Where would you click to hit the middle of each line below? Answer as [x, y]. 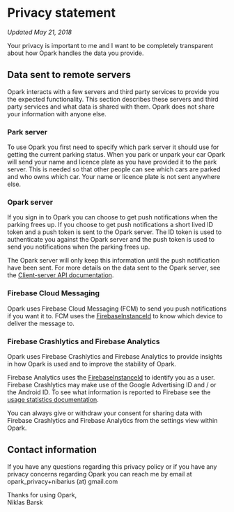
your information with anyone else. [57, 114]
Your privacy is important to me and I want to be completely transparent [110, 45]
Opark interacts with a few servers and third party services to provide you [113, 91]
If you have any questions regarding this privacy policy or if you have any [112, 466]
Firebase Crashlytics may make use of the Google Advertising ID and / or [112, 385]
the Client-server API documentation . [61, 275]
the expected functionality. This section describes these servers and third [113, 99]
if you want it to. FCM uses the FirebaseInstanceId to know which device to [115, 316]
